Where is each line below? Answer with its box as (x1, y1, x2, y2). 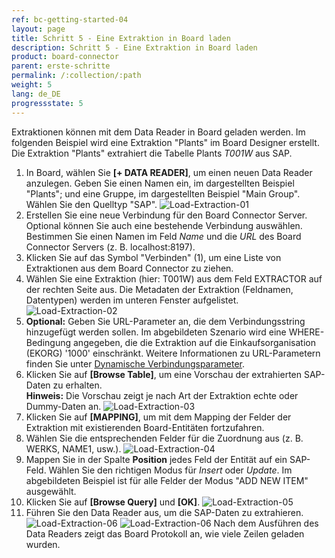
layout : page (11, 24, 66, 34)
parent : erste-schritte (11, 61, 111, 71)
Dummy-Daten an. (25, 400, 102, 412)
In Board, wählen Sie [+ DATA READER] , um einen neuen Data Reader (25, 166, 313, 178)
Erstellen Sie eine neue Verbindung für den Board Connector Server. (25, 209, 308, 221)
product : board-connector (11, 52, 119, 62)
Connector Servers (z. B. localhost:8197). (25, 241, 196, 253)
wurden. (25, 538, 61, 550)
